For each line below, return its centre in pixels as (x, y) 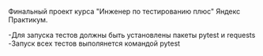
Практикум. (28, 20)
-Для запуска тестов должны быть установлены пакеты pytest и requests (132, 35)
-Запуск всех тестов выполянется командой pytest (94, 43)
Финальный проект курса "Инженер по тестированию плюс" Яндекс (124, 11)
